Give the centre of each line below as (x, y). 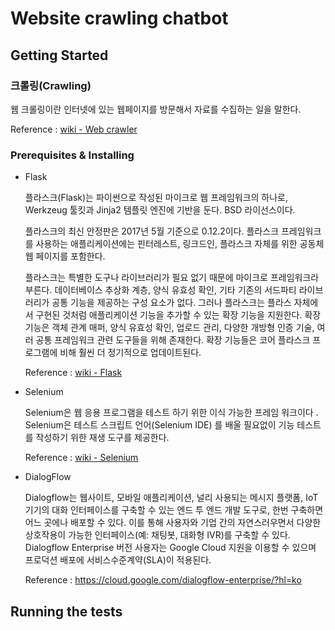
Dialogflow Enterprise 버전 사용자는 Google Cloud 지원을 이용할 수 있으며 (170, 548)
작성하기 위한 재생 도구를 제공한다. (102, 438)
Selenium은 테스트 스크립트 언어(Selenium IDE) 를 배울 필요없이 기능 (159, 425)
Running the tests (66, 611)
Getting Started (59, 55)
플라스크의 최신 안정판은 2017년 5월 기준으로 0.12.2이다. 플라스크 (152, 231)
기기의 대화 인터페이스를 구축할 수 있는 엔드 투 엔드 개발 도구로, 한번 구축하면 (174, 510)
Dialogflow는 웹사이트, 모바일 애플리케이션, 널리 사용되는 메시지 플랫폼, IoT (171, 498)
